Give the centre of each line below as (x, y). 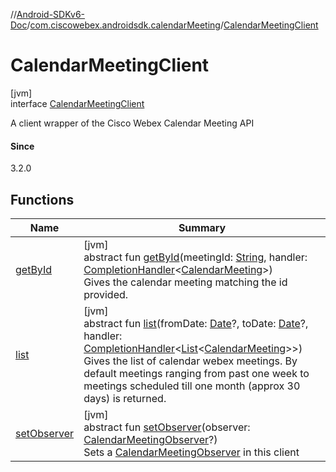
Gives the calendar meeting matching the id (185, 282)
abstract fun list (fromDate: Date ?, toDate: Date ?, (196, 323)
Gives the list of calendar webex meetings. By (190, 361)
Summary (202, 227)
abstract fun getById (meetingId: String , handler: (195, 257)
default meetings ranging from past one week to (196, 373)
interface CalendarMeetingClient (77, 103)
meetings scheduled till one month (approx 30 (192, 386)
